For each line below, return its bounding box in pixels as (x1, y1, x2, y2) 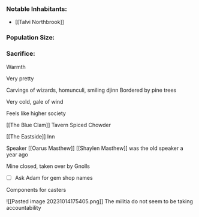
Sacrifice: (6, 50, 35, 58)
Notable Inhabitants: (6, 5, 67, 13)
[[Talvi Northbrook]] (14, 19, 65, 26)
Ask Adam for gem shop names (14, 174, 93, 181)
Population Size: (6, 34, 55, 42)
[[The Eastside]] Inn (6, 132, 55, 140)
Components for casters (6, 186, 67, 193)
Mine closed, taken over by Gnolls (6, 162, 91, 170)
